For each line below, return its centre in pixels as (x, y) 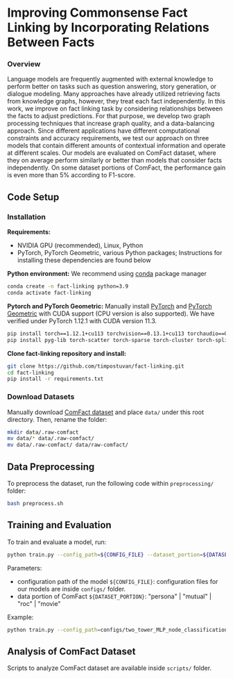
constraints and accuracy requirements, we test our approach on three (108, 138)
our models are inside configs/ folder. (71, 589)
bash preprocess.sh (35, 504)
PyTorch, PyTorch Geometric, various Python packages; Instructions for (120, 253)
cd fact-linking (31, 373)
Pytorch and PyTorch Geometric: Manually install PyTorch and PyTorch (110, 306)
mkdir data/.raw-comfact (43, 432)
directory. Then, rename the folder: (57, 419)
